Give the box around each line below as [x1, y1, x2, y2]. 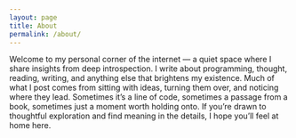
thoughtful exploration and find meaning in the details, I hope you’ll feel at [9, 110, 279, 121]
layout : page [9, 12, 58, 22]
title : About [9, 21, 58, 30]
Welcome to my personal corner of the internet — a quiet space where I [9, 54, 272, 65]
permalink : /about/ [9, 29, 82, 38]
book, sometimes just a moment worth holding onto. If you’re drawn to [9, 101, 267, 112]
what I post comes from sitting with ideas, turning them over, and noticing [9, 82, 279, 93]
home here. [9, 120, 52, 131]
